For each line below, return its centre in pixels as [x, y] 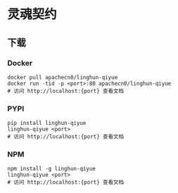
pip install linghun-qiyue [47, 124]
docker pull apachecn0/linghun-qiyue [63, 77]
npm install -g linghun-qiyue [52, 169]
